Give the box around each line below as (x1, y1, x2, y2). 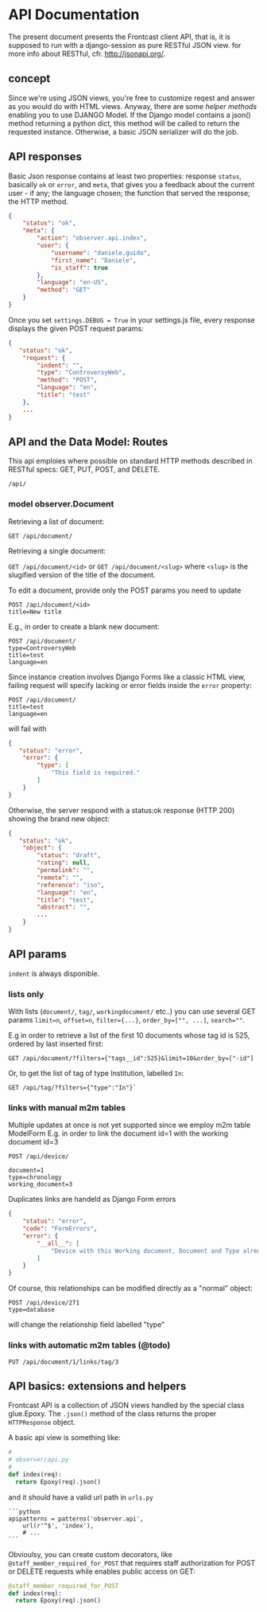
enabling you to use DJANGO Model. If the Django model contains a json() (8, 110, 252, 119)
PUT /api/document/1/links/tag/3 (8, 1358, 119, 1366)
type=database (8, 1306, 56, 1314)
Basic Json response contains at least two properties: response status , (8, 171, 242, 181)
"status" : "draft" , (37, 851, 102, 859)
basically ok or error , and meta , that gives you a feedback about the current (8, 179, 255, 189)
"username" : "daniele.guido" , (50, 248, 151, 256)
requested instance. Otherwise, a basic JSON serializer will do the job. (8, 127, 239, 136)
